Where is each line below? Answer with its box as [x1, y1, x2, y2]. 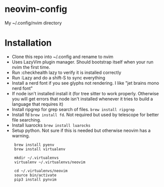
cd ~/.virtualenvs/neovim [14, 168, 68, 173]
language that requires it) [11, 101, 64, 107]
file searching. [11, 117, 42, 123]
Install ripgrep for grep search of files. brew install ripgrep [11, 106, 135, 112]
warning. [11, 132, 30, 138]
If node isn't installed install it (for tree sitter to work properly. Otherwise [11, 90, 159, 96]
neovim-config [4, 3, 67, 15]
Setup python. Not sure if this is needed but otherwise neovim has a [11, 127, 151, 133]
